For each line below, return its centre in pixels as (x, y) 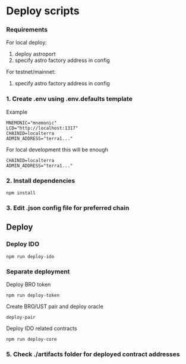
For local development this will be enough (57, 150)
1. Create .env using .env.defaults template (69, 99)
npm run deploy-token (33, 295)
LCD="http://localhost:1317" (42, 128)
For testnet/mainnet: (31, 72)
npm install (21, 193)
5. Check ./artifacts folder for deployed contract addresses (93, 354)
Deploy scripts (43, 11)
